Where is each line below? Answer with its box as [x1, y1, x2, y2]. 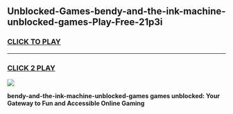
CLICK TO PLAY [7, 37, 61, 47]
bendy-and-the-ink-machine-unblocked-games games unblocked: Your [7, 91, 221, 99]
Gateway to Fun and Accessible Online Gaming [7, 99, 145, 107]
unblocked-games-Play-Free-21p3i [7, 17, 163, 28]
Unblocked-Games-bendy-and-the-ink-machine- [7, 6, 226, 17]
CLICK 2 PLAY [7, 63, 55, 73]
